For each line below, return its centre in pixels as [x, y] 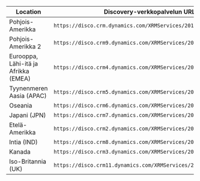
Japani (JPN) [28, 115]
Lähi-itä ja [24, 64]
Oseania [21, 105]
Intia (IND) [24, 142]
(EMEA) [20, 79]
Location [29, 12]
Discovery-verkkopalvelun [143, 12]
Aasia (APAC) [28, 96]
